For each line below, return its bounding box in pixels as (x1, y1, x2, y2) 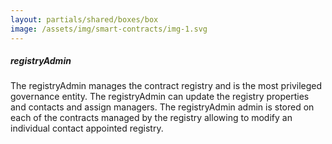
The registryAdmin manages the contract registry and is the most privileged (10, 80, 323, 92)
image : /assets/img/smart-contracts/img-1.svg (10, 24, 208, 34)
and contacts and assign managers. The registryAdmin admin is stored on (10, 101, 315, 113)
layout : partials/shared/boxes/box (10, 14, 159, 25)
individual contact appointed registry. (10, 122, 164, 135)
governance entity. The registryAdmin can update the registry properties (10, 91, 310, 103)
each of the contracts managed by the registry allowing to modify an (10, 112, 293, 124)
